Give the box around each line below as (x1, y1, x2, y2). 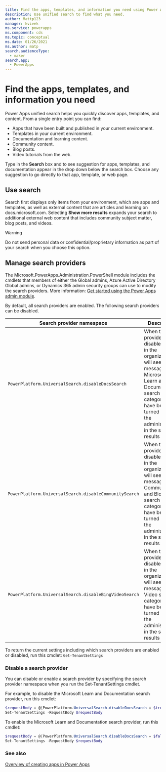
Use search (5, 186, 41, 194)
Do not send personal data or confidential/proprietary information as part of (5, 239, 159, 245)
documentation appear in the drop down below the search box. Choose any (5, 167, 159, 172)
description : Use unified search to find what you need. (5, 12, 125, 17)
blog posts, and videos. (5, 220, 53, 226)
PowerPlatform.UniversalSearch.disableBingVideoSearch (7, 592, 139, 597)
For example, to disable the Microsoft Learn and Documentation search (5, 690, 150, 696)
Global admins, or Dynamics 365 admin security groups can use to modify (5, 282, 157, 288)
